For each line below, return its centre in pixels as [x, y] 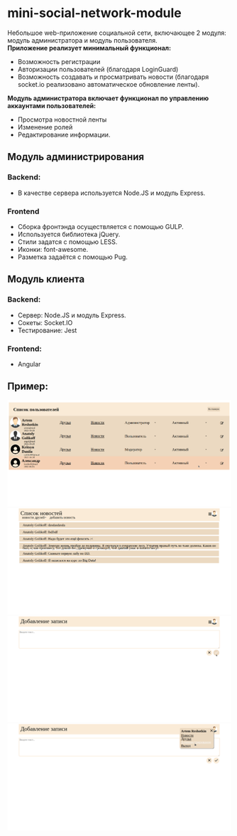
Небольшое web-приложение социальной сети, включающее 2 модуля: [117, 33]
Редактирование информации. [64, 134]
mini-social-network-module [95, 13]
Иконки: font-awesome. [53, 249]
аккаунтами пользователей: [52, 105]
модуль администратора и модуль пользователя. [82, 40]
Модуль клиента [46, 279]
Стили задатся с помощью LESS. [67, 242]
